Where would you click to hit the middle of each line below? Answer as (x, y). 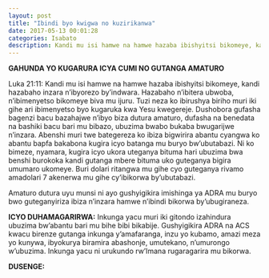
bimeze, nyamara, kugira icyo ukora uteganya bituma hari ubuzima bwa (126, 152)
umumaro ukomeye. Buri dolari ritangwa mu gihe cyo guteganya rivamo (126, 169)
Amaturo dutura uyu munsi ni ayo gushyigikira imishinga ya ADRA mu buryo (133, 193)
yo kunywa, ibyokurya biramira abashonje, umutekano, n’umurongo (119, 243)
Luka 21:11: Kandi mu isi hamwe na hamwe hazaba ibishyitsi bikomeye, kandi (134, 84)
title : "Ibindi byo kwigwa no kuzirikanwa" (82, 23)
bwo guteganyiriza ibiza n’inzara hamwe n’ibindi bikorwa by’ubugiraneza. (129, 202)
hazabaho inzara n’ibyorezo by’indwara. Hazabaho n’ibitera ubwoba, (121, 92)
